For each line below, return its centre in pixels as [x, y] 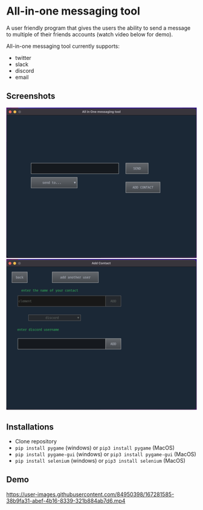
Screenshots [31, 96]
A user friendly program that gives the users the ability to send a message [98, 28]
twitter [23, 58]
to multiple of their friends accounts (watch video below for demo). [90, 34]
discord [24, 70]
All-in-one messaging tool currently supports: [63, 46]
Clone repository [36, 441]
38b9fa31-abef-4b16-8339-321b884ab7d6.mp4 [66, 500]
